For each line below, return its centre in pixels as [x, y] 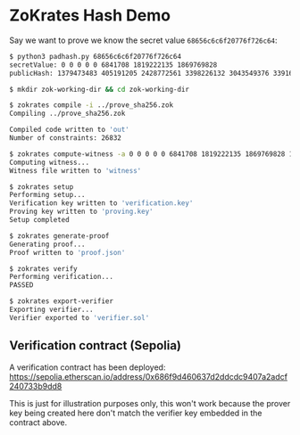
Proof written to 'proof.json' [67, 252]
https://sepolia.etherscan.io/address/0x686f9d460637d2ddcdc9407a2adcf [149, 376]
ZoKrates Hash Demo [90, 16]
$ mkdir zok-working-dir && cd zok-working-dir [100, 89]
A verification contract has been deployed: [87, 367]
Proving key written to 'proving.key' [81, 212]
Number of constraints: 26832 [66, 138]
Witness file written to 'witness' [75, 170]
